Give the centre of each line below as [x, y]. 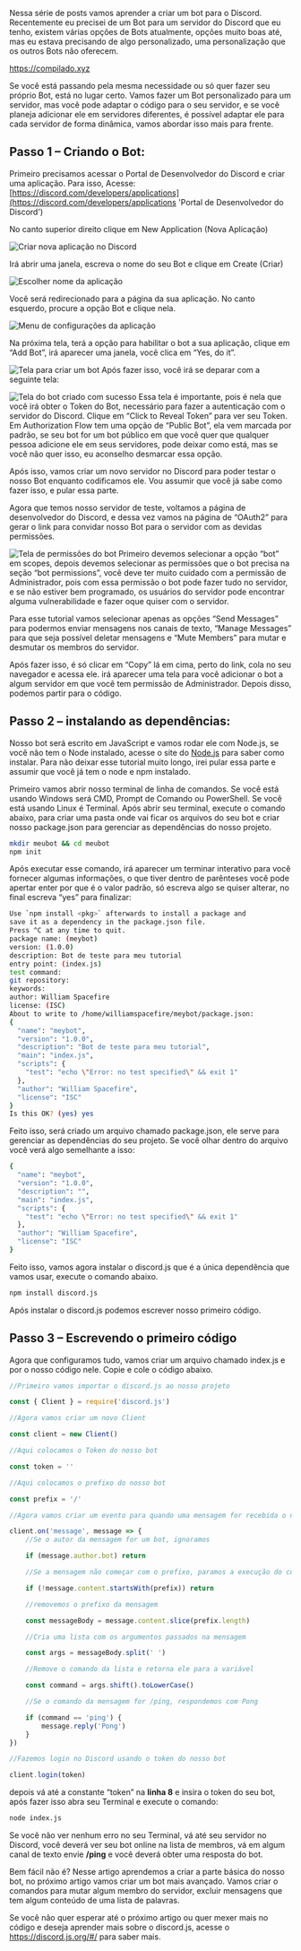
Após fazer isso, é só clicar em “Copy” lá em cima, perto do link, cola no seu [150, 664]
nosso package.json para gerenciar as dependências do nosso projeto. [140, 827]
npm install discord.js [54, 1293]
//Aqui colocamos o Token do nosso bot [84, 1451]
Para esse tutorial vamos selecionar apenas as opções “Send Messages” [144, 619]
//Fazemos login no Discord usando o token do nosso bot [118, 1759]
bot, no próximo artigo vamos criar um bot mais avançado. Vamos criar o [144, 1881]
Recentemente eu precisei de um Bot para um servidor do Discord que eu [145, 22]
